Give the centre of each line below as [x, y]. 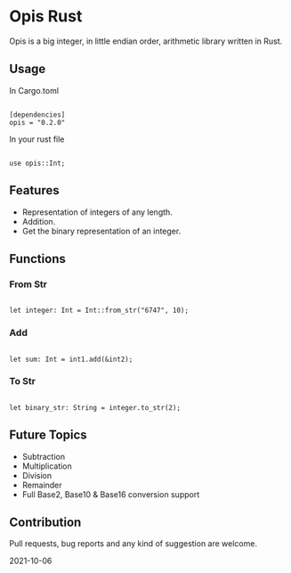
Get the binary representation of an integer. [101, 231]
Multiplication [47, 466]
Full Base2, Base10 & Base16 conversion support [111, 494]
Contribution [45, 523]
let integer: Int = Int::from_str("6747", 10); [99, 311]
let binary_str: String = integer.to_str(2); [95, 407]
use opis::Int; [37, 163]
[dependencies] [37, 115]
